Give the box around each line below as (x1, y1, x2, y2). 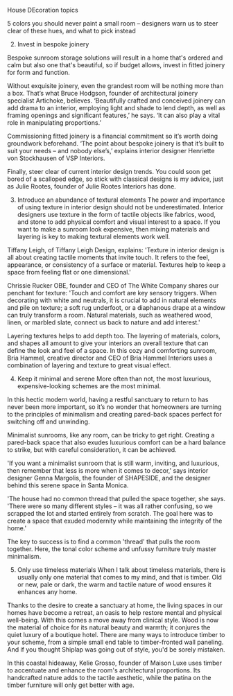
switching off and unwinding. (7, 417, 90, 426)
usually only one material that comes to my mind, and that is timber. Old (17, 573, 222, 581)
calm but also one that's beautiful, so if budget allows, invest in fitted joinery (7, 61, 225, 69)
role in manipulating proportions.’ (7, 119, 102, 127)
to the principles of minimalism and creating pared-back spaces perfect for (7, 410, 222, 418)
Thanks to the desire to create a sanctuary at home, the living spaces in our (7, 601, 223, 609)
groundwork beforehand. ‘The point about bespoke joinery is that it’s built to (7, 139, 225, 148)
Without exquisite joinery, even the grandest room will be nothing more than (7, 82, 224, 89)
